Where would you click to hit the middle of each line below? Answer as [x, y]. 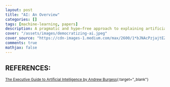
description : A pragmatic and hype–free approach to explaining [74, 29]
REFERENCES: [28, 68]
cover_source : [20, 38]
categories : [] [21, 19]
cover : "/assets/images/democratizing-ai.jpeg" [56, 33]
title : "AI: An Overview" [32, 15]
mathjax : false [21, 48]
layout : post [19, 10]
